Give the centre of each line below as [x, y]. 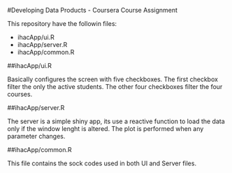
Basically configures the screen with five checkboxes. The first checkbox [113, 79]
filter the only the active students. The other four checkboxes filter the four [115, 86]
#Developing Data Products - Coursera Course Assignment [93, 10]
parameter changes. [36, 136]
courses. [20, 94]
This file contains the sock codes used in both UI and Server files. [102, 163]
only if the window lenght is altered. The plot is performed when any [106, 129]
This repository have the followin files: [62, 23]
